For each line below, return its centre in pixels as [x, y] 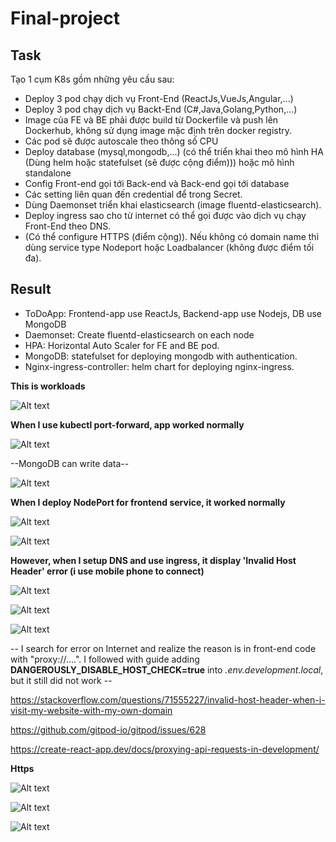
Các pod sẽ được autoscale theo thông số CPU [121, 141]
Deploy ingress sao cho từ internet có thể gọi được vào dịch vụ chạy [165, 215]
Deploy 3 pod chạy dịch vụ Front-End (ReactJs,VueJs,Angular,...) [159, 98]
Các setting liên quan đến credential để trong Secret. [133, 194]
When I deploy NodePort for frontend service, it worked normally [148, 502]
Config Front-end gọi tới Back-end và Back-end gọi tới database [157, 183]
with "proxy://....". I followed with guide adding [105, 659]
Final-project [65, 18]
